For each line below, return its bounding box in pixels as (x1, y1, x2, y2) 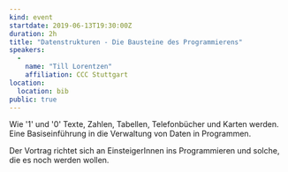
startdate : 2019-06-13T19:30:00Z (9, 21, 133, 30)
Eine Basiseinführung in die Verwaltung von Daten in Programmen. (9, 129, 252, 139)
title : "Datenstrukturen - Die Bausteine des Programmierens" (9, 37, 243, 47)
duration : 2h (9, 29, 57, 38)
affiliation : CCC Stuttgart (25, 71, 128, 79)
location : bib (17, 86, 69, 95)
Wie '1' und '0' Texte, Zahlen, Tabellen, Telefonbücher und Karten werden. (9, 119, 280, 130)
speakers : (9, 46, 46, 55)
